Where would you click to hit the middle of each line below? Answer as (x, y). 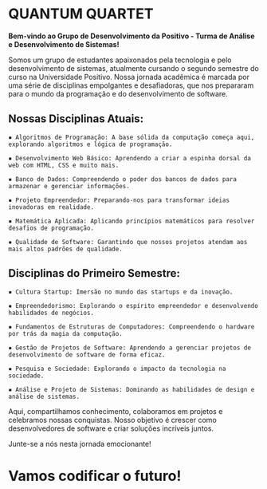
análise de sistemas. (44, 396)
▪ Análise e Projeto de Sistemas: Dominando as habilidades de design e (132, 389)
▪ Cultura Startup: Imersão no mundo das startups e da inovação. (121, 292)
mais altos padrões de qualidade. (66, 249)
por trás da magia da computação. (66, 333)
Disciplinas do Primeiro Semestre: (94, 273)
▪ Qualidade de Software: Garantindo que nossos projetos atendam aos (128, 242)
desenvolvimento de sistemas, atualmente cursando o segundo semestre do (133, 68)
